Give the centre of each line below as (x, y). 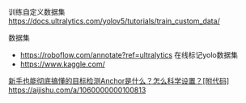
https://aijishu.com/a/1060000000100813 (77, 90)
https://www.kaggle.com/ (62, 64)
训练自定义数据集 (37, 12)
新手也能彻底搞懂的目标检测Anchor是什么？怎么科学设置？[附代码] (119, 81)
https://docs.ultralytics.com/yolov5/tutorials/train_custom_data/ (114, 21)
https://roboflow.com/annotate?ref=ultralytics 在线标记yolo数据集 (129, 55)
